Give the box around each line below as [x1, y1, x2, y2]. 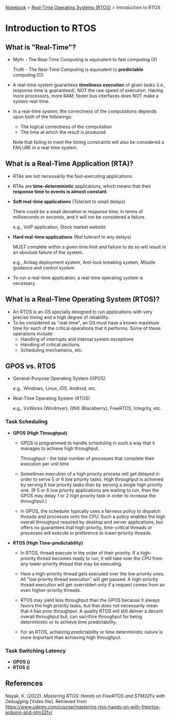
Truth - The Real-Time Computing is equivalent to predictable [12, 66, 143, 73]
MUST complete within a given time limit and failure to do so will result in [12, 244, 166, 250]
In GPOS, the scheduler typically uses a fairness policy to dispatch [20, 508, 161, 514]
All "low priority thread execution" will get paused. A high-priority [20, 576, 159, 582]
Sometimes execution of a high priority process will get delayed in [20, 471, 160, 477]
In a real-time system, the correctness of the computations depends [12, 108, 157, 114]
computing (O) [12, 72, 44, 78]
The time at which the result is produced [20, 129, 106, 135]
